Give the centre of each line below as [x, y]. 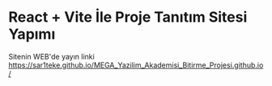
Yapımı [32, 34]
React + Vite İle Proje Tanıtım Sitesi [128, 17]
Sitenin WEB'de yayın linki [51, 56]
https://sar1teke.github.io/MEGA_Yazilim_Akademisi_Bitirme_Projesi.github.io [136, 65]
